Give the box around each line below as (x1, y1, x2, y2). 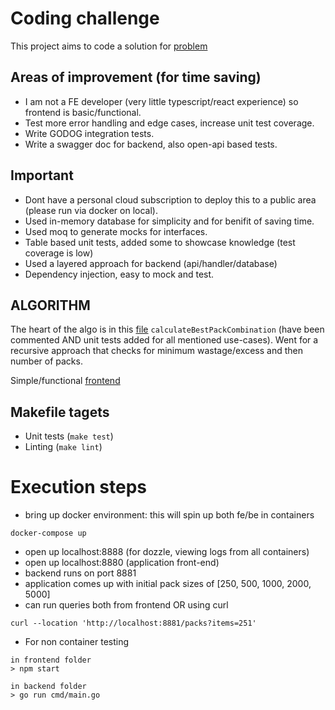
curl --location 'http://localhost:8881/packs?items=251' (10, 618, 257, 629)
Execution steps (10, 476, 148, 499)
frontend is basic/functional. (24, 106, 142, 118)
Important (10, 167, 74, 184)
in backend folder (10, 682, 87, 692)
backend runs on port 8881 (24, 567, 137, 579)
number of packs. (10, 355, 83, 367)
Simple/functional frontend (10, 375, 121, 387)
